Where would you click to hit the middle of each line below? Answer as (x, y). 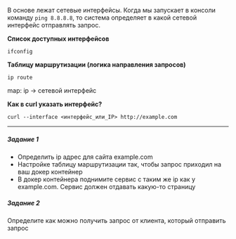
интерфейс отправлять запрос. (54, 25)
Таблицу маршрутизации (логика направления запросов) (97, 65)
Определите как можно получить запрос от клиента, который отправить (117, 220)
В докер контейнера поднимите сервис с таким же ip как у (106, 179)
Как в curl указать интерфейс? (55, 104)
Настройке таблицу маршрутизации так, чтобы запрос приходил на (119, 164)
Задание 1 (23, 139)
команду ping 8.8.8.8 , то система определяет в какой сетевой (102, 18)
